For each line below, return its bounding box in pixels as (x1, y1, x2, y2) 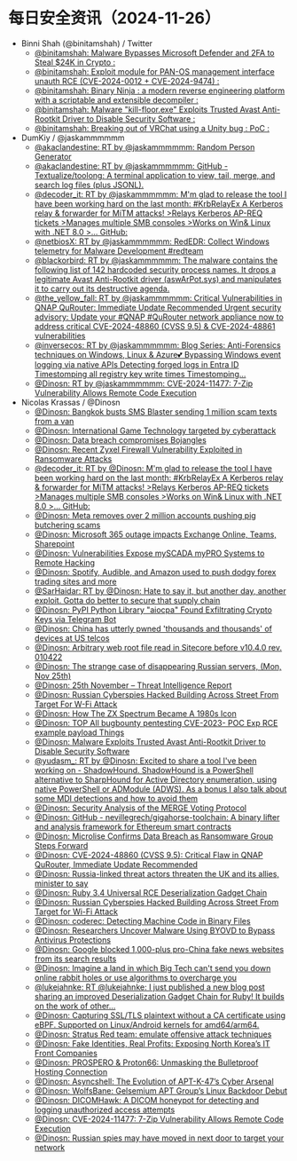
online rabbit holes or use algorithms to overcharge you (34, 972, 237, 983)
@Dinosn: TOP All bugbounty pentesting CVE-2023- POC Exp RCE (34, 717, 278, 728)
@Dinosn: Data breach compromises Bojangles (34, 434, 207, 445)
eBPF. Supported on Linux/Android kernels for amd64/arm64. (34, 1019, 260, 1030)
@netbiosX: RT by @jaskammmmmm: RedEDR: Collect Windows (34, 236, 270, 247)
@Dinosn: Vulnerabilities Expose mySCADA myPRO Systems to (34, 548, 265, 558)
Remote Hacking (34, 557, 95, 568)
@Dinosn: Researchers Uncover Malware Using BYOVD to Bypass (34, 925, 276, 936)
